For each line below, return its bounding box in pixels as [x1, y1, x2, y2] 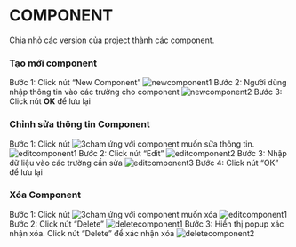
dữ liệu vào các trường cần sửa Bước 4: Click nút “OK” [9, 157, 279, 168]
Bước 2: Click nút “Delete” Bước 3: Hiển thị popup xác [9, 219, 284, 229]
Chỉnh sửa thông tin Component [9, 118, 150, 131]
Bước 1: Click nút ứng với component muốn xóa [9, 209, 218, 219]
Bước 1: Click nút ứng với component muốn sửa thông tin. [9, 139, 255, 149]
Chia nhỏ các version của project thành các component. [9, 35, 215, 45]
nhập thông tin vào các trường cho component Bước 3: [9, 86, 283, 98]
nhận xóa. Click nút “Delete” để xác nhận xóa [9, 227, 175, 238]
